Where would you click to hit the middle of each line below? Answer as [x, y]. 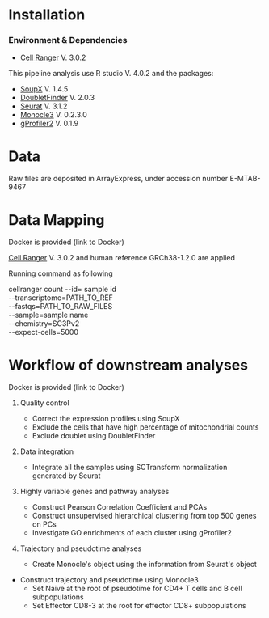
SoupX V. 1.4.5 [44, 89]
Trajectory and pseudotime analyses [81, 548]
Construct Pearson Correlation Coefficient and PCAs [120, 507]
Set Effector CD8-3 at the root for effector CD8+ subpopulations [139, 606]
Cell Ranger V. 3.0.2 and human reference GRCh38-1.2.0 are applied [122, 258]
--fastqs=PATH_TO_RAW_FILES [61, 307]
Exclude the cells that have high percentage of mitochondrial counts [145, 427]
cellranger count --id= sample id [63, 290]
